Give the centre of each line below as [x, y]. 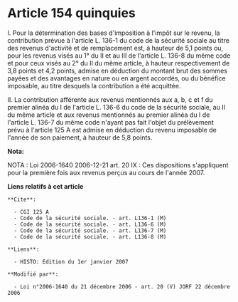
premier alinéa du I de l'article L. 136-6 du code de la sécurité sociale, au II [117, 107]
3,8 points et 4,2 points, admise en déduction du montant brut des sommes [117, 71]
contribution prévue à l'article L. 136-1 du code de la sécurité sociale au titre [118, 40]
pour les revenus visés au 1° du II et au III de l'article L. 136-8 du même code [119, 56]
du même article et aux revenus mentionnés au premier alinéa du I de [109, 115]
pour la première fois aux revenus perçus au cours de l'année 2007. [106, 172]
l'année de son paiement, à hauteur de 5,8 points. [80, 137]
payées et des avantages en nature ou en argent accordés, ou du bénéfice [117, 78]
